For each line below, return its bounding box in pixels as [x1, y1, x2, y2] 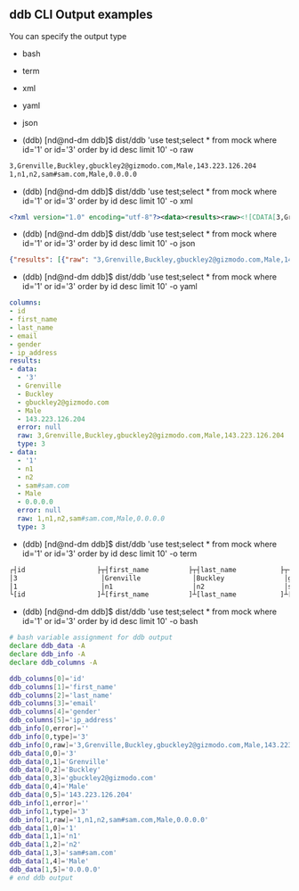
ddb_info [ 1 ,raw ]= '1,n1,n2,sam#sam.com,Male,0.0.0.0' [9, 815, 209, 824]
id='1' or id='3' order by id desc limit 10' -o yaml [21, 281, 198, 292]
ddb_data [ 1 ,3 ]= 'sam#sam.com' [9, 848, 117, 858]
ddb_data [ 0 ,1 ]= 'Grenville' [9, 757, 109, 766]
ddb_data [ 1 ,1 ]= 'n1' [9, 832, 82, 841]
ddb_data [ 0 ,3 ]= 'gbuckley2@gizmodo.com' [9, 774, 158, 783]
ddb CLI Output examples [9, 7, 153, 22]
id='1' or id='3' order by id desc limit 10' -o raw [21, 144, 194, 154]
